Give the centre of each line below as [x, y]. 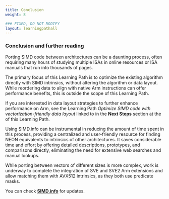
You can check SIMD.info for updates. [45, 191]
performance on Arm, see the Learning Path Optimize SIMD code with [78, 108]
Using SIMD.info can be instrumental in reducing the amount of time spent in [85, 129]
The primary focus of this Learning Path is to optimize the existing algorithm [84, 77]
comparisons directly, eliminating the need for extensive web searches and [83, 150]
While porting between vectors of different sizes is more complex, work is [82, 165]
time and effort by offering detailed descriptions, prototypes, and [73, 145]
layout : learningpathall [31, 28]
